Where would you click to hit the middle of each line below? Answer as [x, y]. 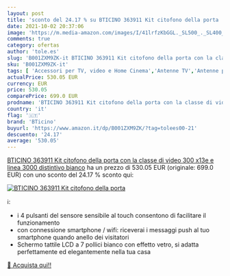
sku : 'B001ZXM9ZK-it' [38, 64]
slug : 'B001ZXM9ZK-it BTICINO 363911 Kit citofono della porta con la [110, 58]
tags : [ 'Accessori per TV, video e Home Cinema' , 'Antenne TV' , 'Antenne [113, 71]
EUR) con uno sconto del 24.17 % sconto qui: [71, 175]
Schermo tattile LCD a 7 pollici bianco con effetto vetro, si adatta [108, 244]
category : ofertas [33, 45]
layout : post [26, 13]
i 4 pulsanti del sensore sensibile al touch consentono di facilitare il [112, 216]
